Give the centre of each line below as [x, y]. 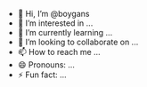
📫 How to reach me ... [59, 52]
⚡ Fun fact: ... [42, 75]
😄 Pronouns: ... [46, 65]
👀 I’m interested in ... [55, 23]
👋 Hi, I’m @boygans [53, 14]
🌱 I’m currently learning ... [65, 32]
